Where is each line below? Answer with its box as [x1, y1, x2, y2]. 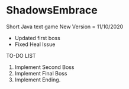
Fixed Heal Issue [14, 41, 56, 48]
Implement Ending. [14, 76, 61, 83]
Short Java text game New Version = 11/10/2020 [6, 23, 124, 30]
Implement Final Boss [14, 70, 67, 77]
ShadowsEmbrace [6, 4, 98, 17]
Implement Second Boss [14, 63, 75, 71]
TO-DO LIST [6, 52, 37, 59]
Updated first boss [14, 34, 60, 41]
